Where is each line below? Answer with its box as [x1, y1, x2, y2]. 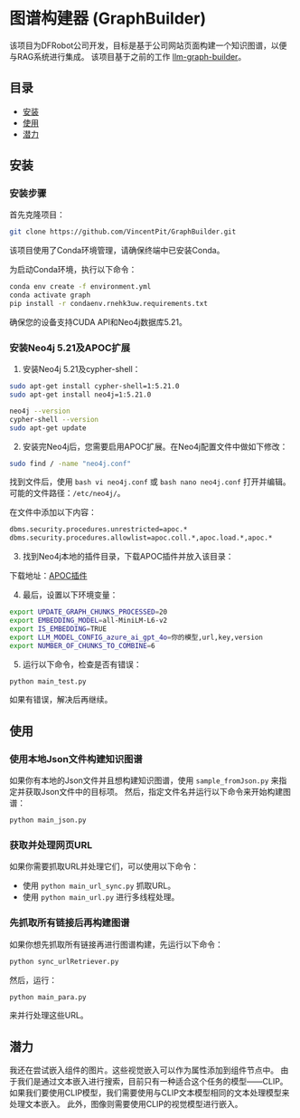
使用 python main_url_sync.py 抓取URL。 [22, 880, 176, 892]
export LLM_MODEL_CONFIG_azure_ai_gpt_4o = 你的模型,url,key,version [9, 633, 264, 642]
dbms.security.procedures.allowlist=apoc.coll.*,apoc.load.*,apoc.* [9, 533, 273, 543]
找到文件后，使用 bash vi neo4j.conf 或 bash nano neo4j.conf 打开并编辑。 [9, 476, 291, 487]
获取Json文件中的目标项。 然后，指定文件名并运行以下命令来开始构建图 [24, 787, 291, 798]
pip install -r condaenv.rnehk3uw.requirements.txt [9, 300, 208, 309]
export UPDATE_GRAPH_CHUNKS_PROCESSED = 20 [9, 607, 168, 616]
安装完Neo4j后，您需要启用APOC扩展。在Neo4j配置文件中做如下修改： [22, 441, 288, 452]
